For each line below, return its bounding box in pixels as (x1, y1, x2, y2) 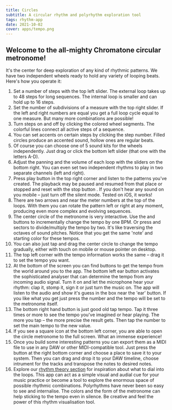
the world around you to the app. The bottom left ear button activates (13, 268, 160, 274)
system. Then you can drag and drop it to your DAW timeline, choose (13, 355, 159, 361)
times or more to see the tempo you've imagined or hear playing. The (13, 311, 160, 318)
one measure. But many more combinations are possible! (13, 115, 134, 121)
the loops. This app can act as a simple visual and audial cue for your (13, 372, 159, 378)
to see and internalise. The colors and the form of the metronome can (13, 388, 160, 394)
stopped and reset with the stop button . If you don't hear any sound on (13, 186, 164, 192)
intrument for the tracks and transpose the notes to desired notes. (13, 360, 153, 367)
